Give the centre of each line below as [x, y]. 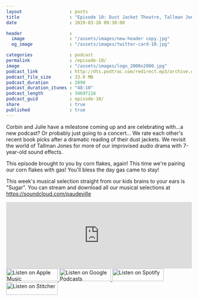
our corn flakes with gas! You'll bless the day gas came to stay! [83, 170]
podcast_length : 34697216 [51, 93]
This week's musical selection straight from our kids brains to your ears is [96, 181]
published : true [46, 110]
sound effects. [45, 152]
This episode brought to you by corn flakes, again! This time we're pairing [96, 163]
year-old [16, 152]
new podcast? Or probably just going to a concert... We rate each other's [95, 133]
